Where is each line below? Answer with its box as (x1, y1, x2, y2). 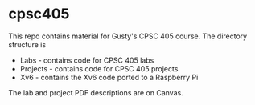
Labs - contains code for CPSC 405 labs (19, 55, 154, 65)
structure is (8, 39, 47, 49)
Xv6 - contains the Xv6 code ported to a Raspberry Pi (19, 72, 199, 82)
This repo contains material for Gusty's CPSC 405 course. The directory (8, 31, 248, 41)
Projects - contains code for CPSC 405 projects (19, 63, 179, 73)
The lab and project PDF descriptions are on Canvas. (8, 87, 183, 97)
